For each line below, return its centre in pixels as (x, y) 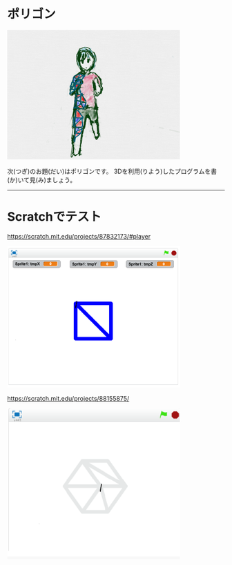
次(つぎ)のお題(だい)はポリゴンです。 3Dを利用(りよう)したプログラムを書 (112, 171)
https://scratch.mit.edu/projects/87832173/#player (79, 236)
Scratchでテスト (54, 217)
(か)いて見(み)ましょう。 (42, 179)
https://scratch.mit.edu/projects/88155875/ (68, 398)
